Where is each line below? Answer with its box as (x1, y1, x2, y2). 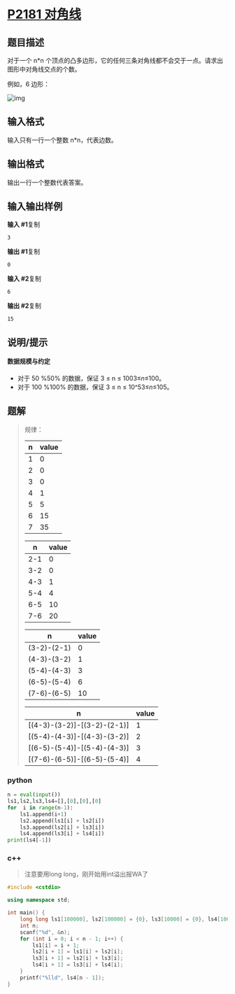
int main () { (7, 909, 45, 916)
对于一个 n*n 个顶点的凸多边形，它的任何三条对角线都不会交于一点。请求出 (7, 57, 224, 64)
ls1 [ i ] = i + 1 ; (32, 942, 80, 949)
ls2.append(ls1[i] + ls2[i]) (20, 817, 105, 824)
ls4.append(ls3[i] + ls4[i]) (20, 830, 105, 837)
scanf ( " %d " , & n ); (20, 928, 71, 936)
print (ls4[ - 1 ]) (7, 837, 52, 844)
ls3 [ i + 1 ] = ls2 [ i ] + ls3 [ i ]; (32, 955, 124, 962)
